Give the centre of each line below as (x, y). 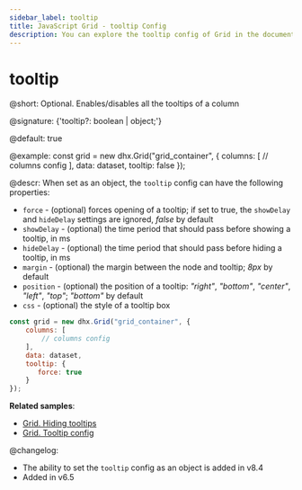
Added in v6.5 (48, 477)
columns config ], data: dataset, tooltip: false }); (98, 165)
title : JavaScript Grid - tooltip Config (88, 26)
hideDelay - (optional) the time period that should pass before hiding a (152, 248)
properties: (30, 192)
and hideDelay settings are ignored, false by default (118, 219)
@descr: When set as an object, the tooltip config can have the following (147, 183)
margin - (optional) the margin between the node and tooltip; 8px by (147, 267)
